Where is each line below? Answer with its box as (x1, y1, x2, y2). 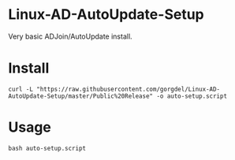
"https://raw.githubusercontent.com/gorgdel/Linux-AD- (36, 85, 221, 93)
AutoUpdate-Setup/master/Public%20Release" (8, 92, 154, 100)
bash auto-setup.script (8, 144, 87, 152)
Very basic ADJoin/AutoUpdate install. (8, 32, 132, 41)
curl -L (8, 85, 34, 93)
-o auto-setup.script (156, 92, 227, 100)
